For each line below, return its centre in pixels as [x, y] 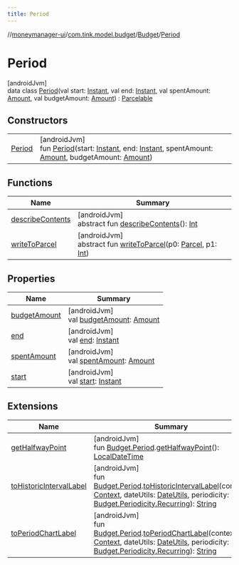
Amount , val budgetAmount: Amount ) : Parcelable [80, 98]
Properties [31, 279]
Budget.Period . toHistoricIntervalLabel [156, 486]
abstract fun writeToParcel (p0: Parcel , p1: [147, 245]
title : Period [28, 14]
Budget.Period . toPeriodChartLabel [151, 533]
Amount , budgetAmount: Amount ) [96, 158]
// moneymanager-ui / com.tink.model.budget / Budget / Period [94, 34]
